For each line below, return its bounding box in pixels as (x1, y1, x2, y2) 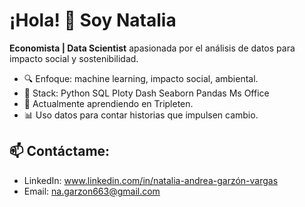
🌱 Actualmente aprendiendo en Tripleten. (23, 97, 194, 109)
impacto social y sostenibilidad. (9, 52, 139, 64)
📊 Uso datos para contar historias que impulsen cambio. (23, 109, 259, 121)
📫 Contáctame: (9, 143, 111, 160)
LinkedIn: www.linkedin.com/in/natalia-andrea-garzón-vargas (23, 174, 279, 186)
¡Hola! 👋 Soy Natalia (9, 9, 177, 32)
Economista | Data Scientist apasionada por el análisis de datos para (9, 42, 296, 54)
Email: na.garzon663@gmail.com (23, 185, 161, 197)
